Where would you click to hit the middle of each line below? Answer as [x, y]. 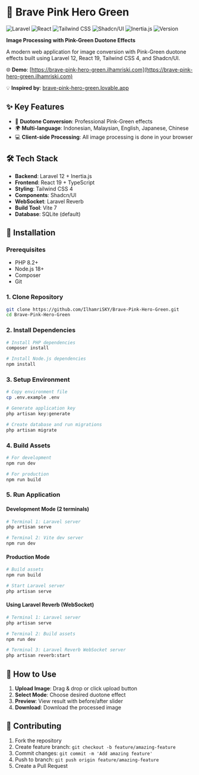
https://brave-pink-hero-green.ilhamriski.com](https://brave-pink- [112, 69]
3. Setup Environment [38, 379]
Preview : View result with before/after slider [69, 701]
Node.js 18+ [29, 269]
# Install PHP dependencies [41, 343]
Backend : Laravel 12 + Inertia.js [53, 176]
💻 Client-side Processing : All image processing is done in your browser [104, 137]
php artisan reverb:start [38, 656]
